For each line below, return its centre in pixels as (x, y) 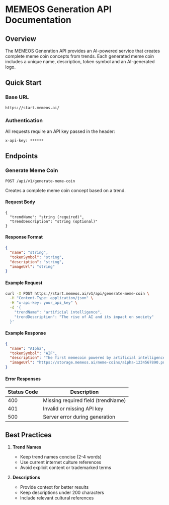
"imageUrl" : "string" (32, 266)
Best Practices (28, 435)
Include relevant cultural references (57, 498)
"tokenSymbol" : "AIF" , (33, 353)
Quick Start (23, 83)
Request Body (20, 202)
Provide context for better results (54, 487)
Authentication (24, 120)
